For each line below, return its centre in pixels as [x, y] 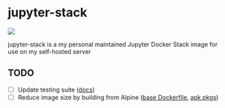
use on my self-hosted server [49, 51]
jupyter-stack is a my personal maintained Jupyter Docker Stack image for [113, 44]
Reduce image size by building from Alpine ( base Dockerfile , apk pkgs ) [118, 97]
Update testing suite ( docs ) [56, 90]
